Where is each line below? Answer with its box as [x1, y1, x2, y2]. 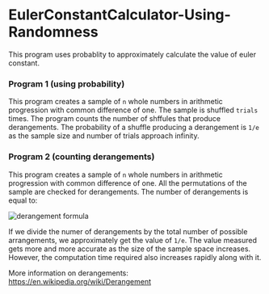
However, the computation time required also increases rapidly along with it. [8, 252, 262, 262]
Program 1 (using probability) [8, 78, 125, 90]
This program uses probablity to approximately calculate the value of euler [8, 49, 257, 59]
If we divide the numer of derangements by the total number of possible [8, 226, 248, 236]
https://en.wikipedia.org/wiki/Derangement [8, 276, 152, 286]
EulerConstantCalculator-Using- [8, 6, 232, 24]
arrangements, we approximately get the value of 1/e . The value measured [8, 235, 257, 245]
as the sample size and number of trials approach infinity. [8, 131, 200, 141]
